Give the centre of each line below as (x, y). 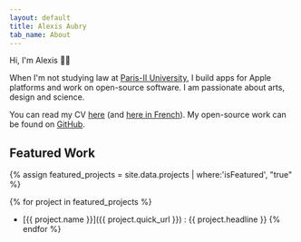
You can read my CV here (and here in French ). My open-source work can (148, 115)
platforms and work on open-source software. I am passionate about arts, (147, 88)
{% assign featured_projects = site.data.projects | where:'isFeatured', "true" (151, 175)
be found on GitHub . (48, 124)
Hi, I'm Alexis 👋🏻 (40, 61)
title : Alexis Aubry (49, 26)
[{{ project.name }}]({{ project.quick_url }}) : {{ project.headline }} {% (151, 219)
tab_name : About (40, 34)
